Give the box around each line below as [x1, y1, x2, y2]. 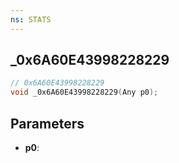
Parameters [10, 115, 85, 132]
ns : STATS [10, 14, 52, 25]
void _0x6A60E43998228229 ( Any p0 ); [10, 87, 159, 98]
